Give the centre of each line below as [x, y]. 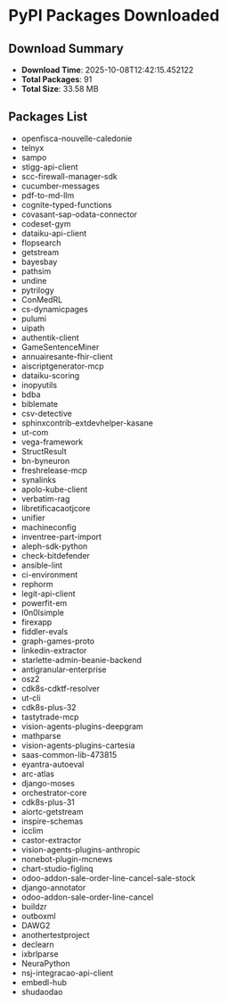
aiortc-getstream [52, 811]
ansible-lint [42, 565]
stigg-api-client [49, 167]
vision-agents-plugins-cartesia [78, 745]
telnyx [33, 147]
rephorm [37, 584]
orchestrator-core [54, 792]
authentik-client [50, 337]
